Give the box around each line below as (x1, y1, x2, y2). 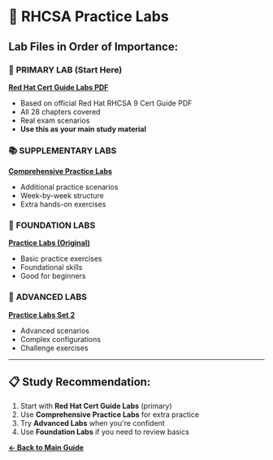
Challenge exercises (19, 343, 89, 353)
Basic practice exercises (19, 254, 103, 263)
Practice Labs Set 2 (8, 310, 76, 319)
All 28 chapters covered (19, 106, 101, 116)
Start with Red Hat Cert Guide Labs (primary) (19, 401, 172, 410)
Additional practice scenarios (19, 182, 119, 192)
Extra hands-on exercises (19, 199, 106, 210)
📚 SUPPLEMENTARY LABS (8, 145, 117, 156)
